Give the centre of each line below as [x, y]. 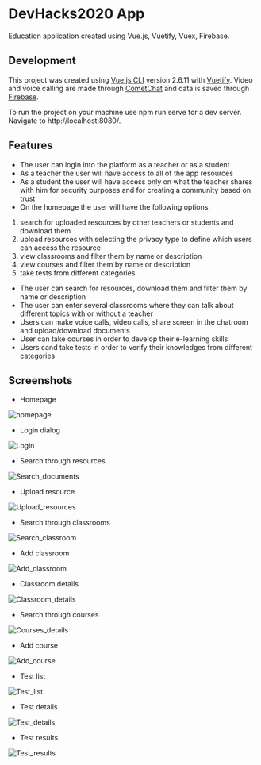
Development [42, 61]
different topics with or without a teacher [86, 313]
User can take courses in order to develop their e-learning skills [124, 339]
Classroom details [49, 584]
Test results [39, 738]
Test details [38, 707]
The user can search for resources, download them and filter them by [133, 288]
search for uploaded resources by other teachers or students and [127, 222]
